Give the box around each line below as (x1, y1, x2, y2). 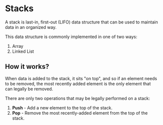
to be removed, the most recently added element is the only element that (5, 81, 151, 86)
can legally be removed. (5, 86, 54, 92)
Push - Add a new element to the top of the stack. (12, 104, 113, 110)
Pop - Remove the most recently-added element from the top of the (12, 110, 148, 116)
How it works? (5, 62, 50, 71)
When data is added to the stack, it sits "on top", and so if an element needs (5, 75, 157, 81)
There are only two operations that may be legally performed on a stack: (5, 95, 150, 101)
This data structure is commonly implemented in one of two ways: (5, 34, 138, 40)
